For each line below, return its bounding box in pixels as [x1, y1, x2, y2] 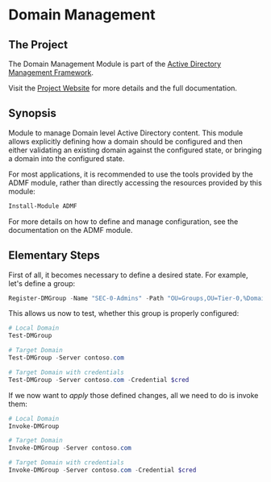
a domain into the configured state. [8, 153, 125, 163]
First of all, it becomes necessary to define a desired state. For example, [8, 270, 248, 280]
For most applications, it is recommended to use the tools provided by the [8, 169, 253, 179]
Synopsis [8, 106, 56, 120]
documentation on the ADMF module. [8, 225, 133, 235]
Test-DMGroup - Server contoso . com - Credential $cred [8, 376, 190, 384]
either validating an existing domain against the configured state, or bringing [8, 145, 262, 155]
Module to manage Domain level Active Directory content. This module [8, 127, 244, 138]
